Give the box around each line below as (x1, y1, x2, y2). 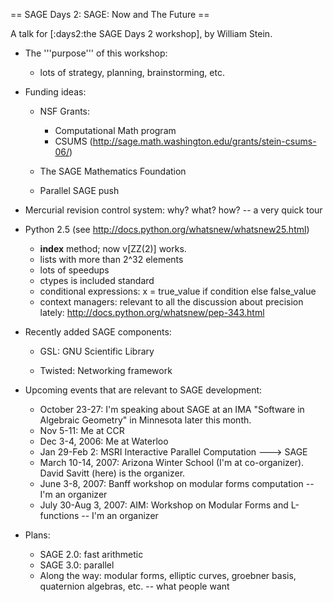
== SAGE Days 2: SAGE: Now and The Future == (10, 9, 210, 20)
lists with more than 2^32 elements (39, 254, 184, 265)
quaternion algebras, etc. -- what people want (39, 580, 230, 592)
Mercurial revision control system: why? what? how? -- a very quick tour (24, 204, 323, 216)
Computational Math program (54, 125, 177, 136)
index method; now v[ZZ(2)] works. (39, 243, 187, 254)
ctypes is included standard (39, 275, 155, 286)
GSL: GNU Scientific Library (39, 345, 155, 357)
